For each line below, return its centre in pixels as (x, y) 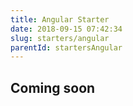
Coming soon (53, 87)
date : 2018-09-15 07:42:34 (66, 29)
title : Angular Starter (60, 19)
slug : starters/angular (60, 38)
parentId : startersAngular (66, 47)
